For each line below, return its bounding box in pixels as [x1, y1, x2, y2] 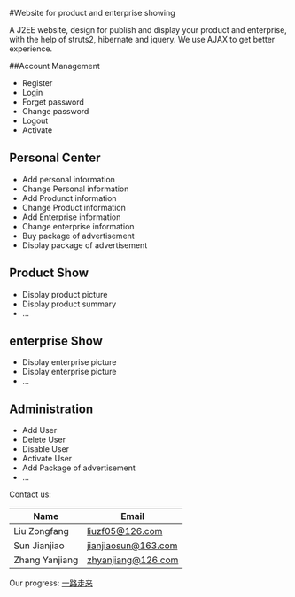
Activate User [21, 454, 73, 464]
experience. [9, 43, 53, 54]
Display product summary [21, 298, 117, 309]
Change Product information [21, 202, 126, 213]
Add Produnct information [21, 192, 117, 203]
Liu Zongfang [13, 525, 69, 538]
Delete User [21, 434, 66, 446]
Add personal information [21, 174, 115, 184]
